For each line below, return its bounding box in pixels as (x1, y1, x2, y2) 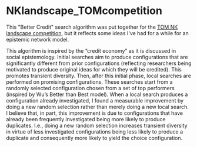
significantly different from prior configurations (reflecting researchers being (6, 60, 192, 67)
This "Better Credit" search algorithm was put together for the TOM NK (6, 23, 178, 30)
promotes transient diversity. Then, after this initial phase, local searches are (6, 72, 191, 79)
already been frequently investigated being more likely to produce (6, 115, 166, 122)
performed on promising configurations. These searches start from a (6, 78, 173, 86)
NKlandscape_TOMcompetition (6, 4, 163, 18)
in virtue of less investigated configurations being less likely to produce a (6, 128, 183, 135)
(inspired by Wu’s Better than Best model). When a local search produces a (6, 91, 188, 98)
